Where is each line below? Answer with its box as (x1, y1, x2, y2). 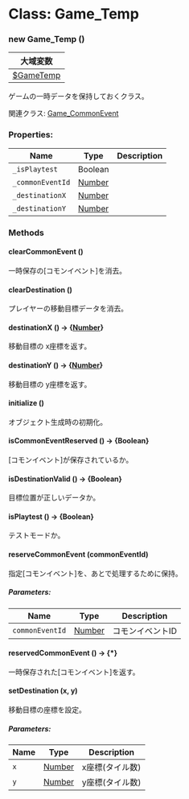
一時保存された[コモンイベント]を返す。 (8, 667, 140, 677)
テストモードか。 (8, 530, 65, 540)
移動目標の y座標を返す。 (8, 379, 92, 389)
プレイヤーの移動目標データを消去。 (8, 303, 129, 314)
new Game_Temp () (8, 34, 85, 45)
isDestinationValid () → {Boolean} (8, 474, 122, 484)
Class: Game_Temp (8, 5, 139, 23)
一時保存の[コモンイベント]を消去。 (8, 266, 127, 275)
